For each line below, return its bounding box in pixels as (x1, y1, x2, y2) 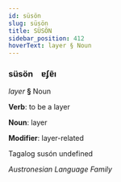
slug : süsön (8, 19, 48, 27)
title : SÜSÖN (8, 27, 52, 35)
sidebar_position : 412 (8, 34, 85, 43)
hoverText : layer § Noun (8, 42, 92, 50)
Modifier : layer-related (8, 134, 85, 143)
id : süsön (8, 11, 42, 20)
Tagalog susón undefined (8, 149, 94, 159)
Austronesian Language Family (8, 164, 113, 174)
